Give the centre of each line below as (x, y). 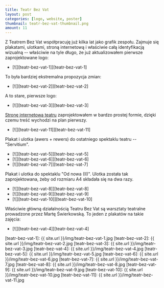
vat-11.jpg (15, 280)
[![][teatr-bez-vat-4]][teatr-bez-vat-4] (50, 229)
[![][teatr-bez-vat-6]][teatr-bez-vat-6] (50, 159)
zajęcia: (13, 219)
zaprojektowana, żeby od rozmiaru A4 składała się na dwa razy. (69, 179)
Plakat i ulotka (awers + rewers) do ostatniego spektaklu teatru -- (71, 139)
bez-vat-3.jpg (19, 249)
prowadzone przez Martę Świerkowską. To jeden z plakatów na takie (74, 214)
